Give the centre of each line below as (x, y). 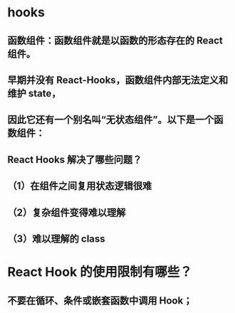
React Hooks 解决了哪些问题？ (75, 160)
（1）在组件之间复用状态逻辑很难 (80, 186)
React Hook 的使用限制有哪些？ (100, 272)
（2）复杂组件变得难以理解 (67, 212)
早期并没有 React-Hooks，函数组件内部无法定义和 (118, 80)
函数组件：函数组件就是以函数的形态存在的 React (115, 40)
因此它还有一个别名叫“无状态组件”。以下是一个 (111, 120)
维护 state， (34, 93)
